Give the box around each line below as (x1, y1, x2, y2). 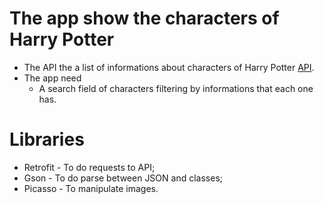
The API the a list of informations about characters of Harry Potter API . (23, 61, 315, 73)
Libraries (9, 128, 85, 151)
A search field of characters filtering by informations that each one (38, 82, 314, 94)
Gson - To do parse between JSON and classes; (23, 172, 223, 184)
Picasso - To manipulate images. (23, 182, 159, 194)
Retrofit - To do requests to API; (23, 161, 156, 173)
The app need (23, 72, 82, 84)
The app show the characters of (9, 7, 280, 30)
